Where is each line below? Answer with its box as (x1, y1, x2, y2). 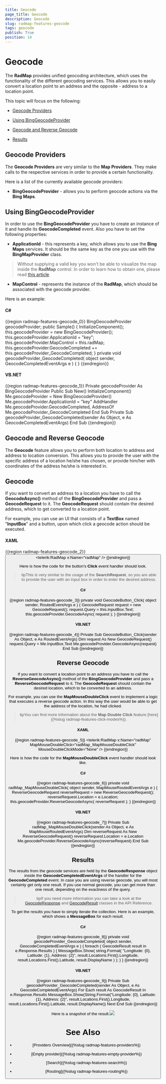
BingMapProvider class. (12, 251, 63, 257)
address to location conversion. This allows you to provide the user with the (5, 452, 159, 458)
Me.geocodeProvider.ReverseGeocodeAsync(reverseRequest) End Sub (17, 838, 149, 843)
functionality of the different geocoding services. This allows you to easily (5, 78, 156, 84)
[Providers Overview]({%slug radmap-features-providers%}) (32, 1042, 141, 1048)
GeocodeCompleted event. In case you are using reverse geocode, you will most (8, 878, 158, 883)
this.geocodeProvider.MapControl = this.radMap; (5, 340, 105, 345)
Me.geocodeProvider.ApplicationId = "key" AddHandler (5, 398, 118, 404)
